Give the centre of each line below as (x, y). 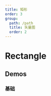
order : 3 (14, 14)
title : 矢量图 (22, 28)
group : (12, 18)
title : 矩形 (16, 9)
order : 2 (18, 32)
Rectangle (26, 56)
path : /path (21, 23)
